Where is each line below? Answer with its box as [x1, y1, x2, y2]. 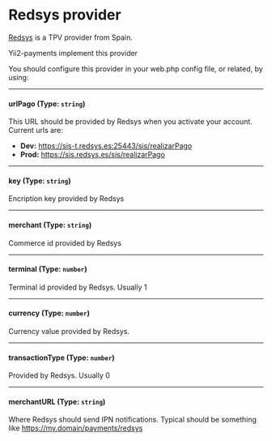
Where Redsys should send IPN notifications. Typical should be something [8, 415, 257, 425]
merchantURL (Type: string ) [8, 396, 106, 406]
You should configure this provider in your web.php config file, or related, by [8, 63, 263, 74]
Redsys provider [8, 6, 121, 24]
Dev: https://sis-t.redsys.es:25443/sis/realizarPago [19, 141, 193, 151]
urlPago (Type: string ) [8, 99, 86, 109]
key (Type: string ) [8, 176, 71, 186]
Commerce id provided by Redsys [8, 238, 121, 248]
